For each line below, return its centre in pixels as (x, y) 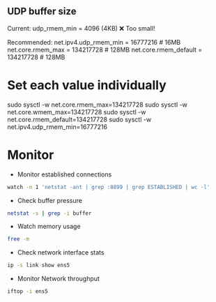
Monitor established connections (64, 174)
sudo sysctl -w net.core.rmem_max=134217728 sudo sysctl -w (98, 105)
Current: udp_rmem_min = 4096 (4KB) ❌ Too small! (81, 28)
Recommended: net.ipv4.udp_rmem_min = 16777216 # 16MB (94, 42)
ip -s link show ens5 (39, 265)
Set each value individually (87, 85)
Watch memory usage (49, 227)
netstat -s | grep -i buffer (49, 213)
